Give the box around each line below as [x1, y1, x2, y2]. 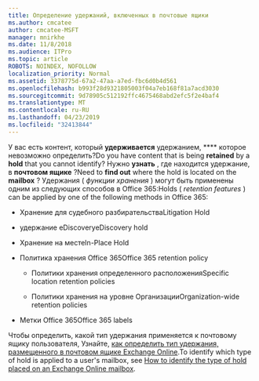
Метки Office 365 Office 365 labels [19, 315, 133, 325]
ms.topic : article [8, 56, 68, 63]
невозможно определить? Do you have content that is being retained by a [8, 151, 250, 160]
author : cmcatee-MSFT [8, 26, 79, 34]
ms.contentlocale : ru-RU [8, 107, 89, 114]
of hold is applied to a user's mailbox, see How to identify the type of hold [8, 355, 247, 365]
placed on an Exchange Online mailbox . [8, 364, 136, 373]
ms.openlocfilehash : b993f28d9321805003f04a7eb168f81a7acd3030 [8, 84, 220, 93]
